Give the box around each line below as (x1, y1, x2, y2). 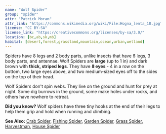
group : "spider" (5, 12, 39, 17)
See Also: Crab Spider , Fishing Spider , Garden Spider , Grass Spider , (5, 118, 143, 124)
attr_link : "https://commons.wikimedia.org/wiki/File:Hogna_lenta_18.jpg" (5, 21, 163, 26)
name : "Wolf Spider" (5, 7, 48, 12)
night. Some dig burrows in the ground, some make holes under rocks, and (5, 88, 158, 94)
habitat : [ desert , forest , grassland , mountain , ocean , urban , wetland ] (5, 39, 145, 44)
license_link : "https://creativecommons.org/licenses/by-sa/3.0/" (5, 30, 145, 35)
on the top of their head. (5, 73, 55, 79)
